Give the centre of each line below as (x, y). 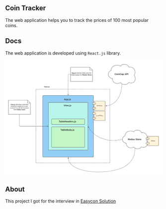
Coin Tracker (26, 8)
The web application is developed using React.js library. (63, 53)
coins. (11, 25)
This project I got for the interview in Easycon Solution (61, 201)
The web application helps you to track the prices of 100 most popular (77, 20)
